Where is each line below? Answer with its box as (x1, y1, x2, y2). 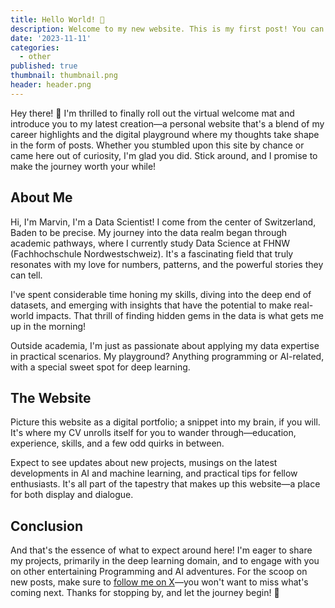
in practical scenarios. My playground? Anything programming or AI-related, (10, 350, 325, 362)
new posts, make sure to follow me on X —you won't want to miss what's (10, 576, 309, 588)
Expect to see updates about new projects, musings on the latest (10, 457, 278, 469)
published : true (10, 61, 78, 71)
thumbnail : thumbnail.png (10, 71, 118, 81)
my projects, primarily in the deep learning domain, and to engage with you (10, 555, 320, 567)
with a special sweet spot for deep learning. (10, 361, 191, 373)
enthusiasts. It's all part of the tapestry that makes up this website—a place (10, 478, 321, 490)
